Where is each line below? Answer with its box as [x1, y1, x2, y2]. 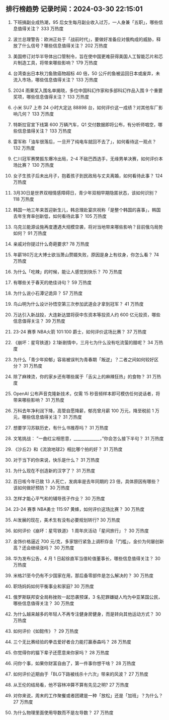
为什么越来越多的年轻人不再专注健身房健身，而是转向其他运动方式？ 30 [13, 611, 161, 617]
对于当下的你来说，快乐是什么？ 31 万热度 [13, 457, 100, 463]
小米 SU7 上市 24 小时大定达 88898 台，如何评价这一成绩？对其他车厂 [13, 104, 159, 110]
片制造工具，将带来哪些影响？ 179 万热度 [13, 60, 98, 66]
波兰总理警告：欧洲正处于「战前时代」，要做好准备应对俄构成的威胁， [13, 36, 156, 42]
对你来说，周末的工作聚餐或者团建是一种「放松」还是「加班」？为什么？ [13, 692, 163, 698]
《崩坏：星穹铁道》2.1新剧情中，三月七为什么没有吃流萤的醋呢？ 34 [13, 339, 153, 345]
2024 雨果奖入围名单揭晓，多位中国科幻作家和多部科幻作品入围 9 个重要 [13, 87, 163, 93]
